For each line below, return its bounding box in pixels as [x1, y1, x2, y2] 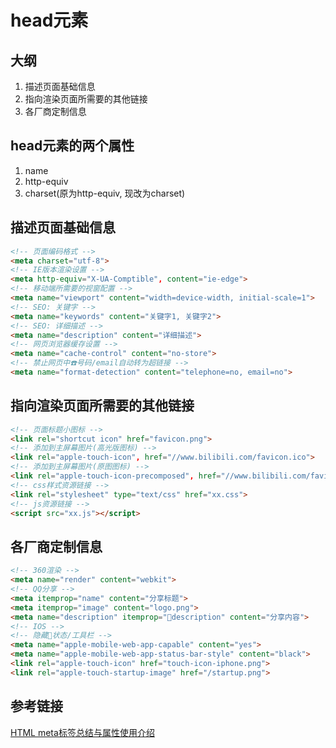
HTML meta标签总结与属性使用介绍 [10, 726, 155, 738]
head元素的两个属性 [10, 137, 135, 155]
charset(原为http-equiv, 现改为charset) [24, 187, 186, 199]
